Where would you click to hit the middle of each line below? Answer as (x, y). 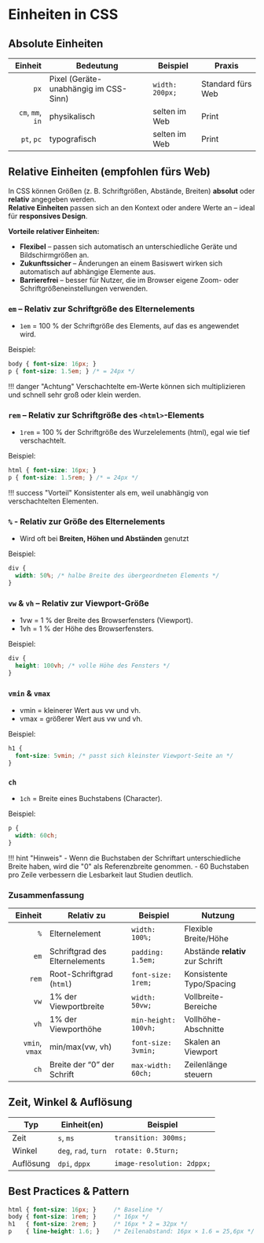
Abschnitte (204, 1029)
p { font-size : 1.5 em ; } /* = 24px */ (71, 371)
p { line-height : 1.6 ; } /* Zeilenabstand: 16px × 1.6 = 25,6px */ (132, 1232)
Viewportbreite (77, 1006)
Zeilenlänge (206, 1064)
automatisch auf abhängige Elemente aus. (88, 271)
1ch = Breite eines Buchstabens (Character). (91, 798)
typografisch (73, 139)
